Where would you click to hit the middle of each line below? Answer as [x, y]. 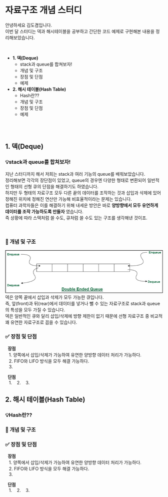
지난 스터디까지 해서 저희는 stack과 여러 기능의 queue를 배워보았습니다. [75, 174]
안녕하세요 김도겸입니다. [29, 25]
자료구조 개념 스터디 [44, 10]
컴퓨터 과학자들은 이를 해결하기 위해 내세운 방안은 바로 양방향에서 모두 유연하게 [82, 205]
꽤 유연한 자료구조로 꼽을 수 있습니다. [41, 322]
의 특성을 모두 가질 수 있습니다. [35, 310]
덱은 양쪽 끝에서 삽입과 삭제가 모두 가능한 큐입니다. [54, 297]
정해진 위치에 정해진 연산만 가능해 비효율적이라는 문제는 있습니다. [69, 199]
